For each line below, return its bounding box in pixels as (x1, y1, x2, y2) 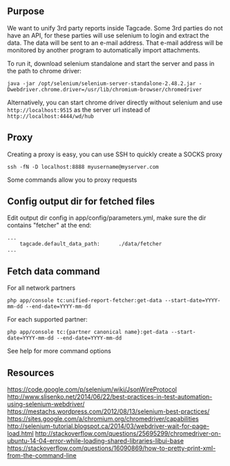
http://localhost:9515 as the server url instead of (7, 105, 151, 113)
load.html (7, 429, 34, 438)
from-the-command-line (7, 451, 77, 460)
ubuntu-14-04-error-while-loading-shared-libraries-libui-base (7, 437, 184, 445)
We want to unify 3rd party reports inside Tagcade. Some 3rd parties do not (7, 24, 223, 32)
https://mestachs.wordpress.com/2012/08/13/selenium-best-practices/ (7, 407, 210, 416)
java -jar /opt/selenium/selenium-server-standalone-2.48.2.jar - (7, 80, 202, 87)
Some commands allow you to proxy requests (7, 176, 137, 184)
